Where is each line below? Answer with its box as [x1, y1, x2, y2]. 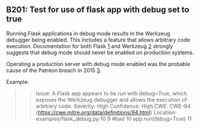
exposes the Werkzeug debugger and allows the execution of [35, 96, 187, 103]
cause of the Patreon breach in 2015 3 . [6, 67, 101, 74]
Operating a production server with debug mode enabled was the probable [6, 60, 190, 67]
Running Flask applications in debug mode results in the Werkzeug [6, 30, 171, 37]
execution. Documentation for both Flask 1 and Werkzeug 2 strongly [6, 42, 173, 49]
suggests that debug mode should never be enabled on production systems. [6, 49, 194, 56]
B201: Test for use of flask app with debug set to [6, 5, 190, 15]
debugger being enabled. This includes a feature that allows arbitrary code [6, 36, 190, 43]
